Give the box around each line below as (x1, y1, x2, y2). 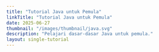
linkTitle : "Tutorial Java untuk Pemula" (6, 14, 113, 20)
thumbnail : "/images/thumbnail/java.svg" (6, 25, 113, 32)
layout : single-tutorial (6, 36, 69, 42)
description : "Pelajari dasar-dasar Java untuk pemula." (6, 31, 154, 37)
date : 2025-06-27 (6, 20, 50, 26)
